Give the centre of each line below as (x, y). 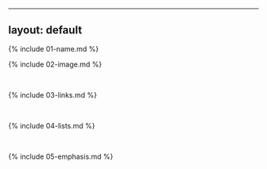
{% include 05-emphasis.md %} (61, 156)
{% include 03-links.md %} (53, 95)
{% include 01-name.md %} (54, 49)
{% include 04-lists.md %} (52, 126)
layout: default (45, 30)
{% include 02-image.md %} (55, 64)
